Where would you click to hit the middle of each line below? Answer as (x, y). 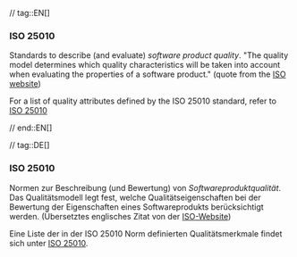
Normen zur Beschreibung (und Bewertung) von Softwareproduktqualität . (145, 187)
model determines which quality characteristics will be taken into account (145, 65)
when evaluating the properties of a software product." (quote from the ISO (148, 74)
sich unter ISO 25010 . (49, 243)
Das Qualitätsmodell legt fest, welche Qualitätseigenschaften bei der (135, 197)
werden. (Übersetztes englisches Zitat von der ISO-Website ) (120, 216)
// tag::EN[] (30, 13)
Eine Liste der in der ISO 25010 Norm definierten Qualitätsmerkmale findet (146, 233)
